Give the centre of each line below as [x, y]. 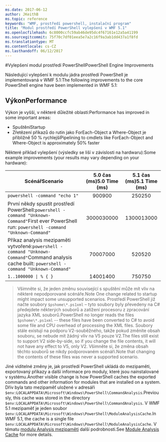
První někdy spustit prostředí [41, 204]
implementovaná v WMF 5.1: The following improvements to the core [74, 80]
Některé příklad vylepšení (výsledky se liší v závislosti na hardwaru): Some [81, 152]
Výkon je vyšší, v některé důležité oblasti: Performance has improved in [77, 112]
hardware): [16, 163]
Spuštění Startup [29, 127]
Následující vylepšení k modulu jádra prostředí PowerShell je [67, 74]
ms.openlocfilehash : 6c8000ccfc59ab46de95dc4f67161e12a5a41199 [72, 33]
